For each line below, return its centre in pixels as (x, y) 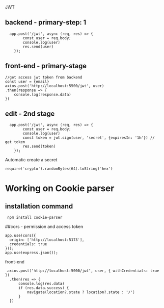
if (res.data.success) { (43, 288)
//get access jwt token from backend (44, 77)
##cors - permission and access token (44, 227)
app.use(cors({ (21, 236)
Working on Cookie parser (60, 188)
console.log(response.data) (42, 94)
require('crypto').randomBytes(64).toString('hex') (59, 169)
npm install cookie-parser (35, 218)
